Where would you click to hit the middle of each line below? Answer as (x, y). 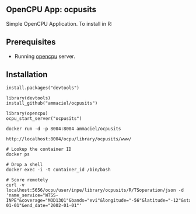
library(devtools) (28, 98)
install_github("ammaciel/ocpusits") (52, 103)
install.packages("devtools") (43, 88)
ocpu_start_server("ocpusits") (44, 119)
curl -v (15, 185)
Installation (27, 75)
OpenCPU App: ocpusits (51, 10)
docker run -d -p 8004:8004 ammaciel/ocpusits (64, 129)
